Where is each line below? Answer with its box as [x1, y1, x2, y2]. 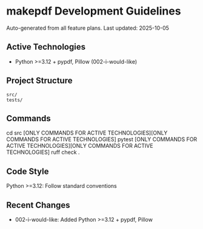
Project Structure [6, 76, 73, 86]
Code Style [6, 166, 49, 176]
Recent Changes [6, 200, 71, 210]
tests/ [6, 97, 23, 103]
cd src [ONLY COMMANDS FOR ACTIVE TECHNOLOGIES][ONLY [6, 129, 168, 137]
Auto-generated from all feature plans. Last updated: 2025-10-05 [6, 24, 170, 32]
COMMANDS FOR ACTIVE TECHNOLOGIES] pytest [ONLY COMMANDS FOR [6, 136, 198, 143]
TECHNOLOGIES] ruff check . [6, 148, 80, 156]
